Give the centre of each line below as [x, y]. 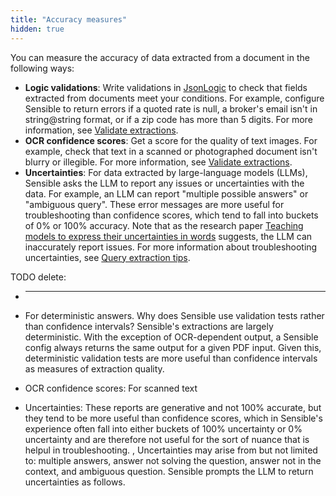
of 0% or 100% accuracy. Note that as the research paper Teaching [164, 225]
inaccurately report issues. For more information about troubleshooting [171, 247]
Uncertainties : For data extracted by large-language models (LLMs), [166, 172]
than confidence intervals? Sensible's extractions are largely [149, 326]
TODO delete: [38, 277]
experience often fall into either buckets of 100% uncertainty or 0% [163, 428]
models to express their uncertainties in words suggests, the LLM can [168, 236]
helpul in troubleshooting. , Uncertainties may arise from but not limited [171, 450]
